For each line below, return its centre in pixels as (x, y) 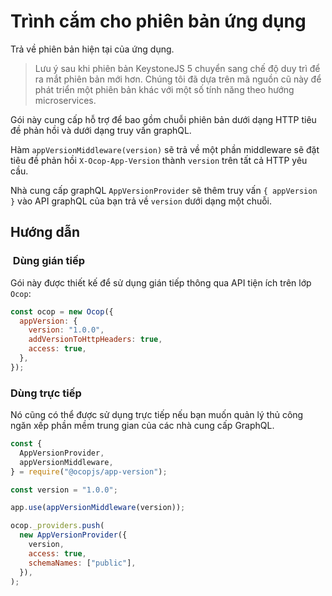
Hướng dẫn (45, 232)
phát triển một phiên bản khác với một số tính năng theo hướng (164, 89)
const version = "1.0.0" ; (64, 490)
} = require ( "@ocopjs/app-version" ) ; (89, 471)
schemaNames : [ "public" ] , (82, 563)
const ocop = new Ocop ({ (62, 311)
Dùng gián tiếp (49, 261)
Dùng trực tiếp (46, 393)
